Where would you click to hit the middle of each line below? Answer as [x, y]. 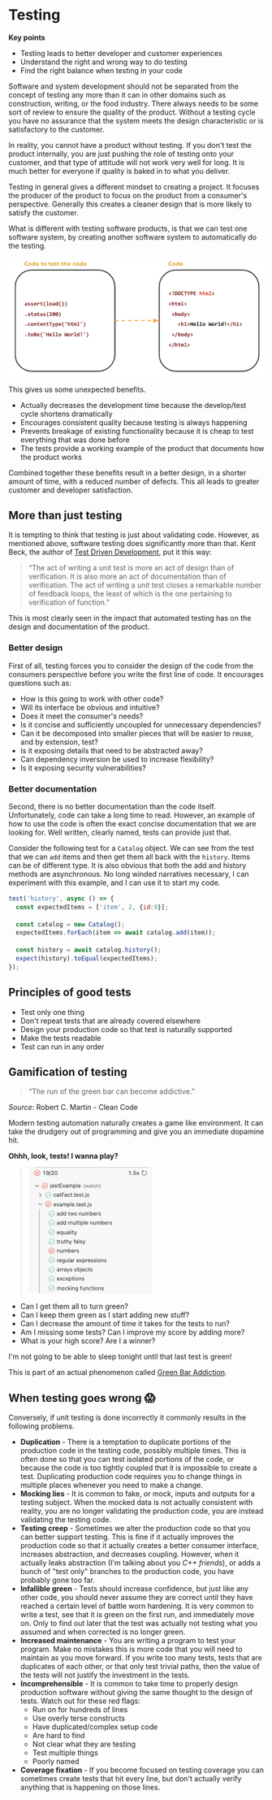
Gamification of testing [68, 1071]
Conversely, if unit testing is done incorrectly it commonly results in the [127, 1418]
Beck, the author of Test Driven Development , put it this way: [110, 552]
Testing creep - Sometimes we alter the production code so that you [135, 1529]
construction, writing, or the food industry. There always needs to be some [133, 103]
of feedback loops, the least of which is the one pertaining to [130, 594]
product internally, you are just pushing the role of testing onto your [121, 154]
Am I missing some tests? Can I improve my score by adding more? [132, 1332]
